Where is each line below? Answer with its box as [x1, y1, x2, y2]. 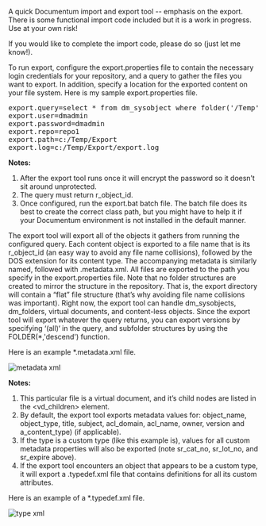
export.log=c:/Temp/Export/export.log [8, 143, 160, 152]
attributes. [19, 478, 54, 487]
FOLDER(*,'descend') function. [8, 332, 110, 341]
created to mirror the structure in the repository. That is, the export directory [8, 282, 258, 290]
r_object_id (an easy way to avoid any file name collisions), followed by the [8, 248, 253, 257]
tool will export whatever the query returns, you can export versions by [8, 315, 241, 324]
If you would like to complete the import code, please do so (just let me [8, 39, 241, 48]
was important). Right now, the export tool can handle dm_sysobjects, [8, 298, 237, 308]
